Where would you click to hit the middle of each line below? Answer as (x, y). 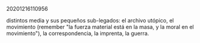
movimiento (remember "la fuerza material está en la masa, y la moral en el (100, 27)
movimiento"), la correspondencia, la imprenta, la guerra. (78, 33)
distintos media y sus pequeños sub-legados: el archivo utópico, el (90, 20)
